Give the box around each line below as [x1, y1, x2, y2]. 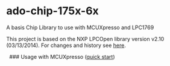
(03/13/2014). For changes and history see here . [6, 42, 127, 49]
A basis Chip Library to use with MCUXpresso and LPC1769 [6, 24, 154, 31]
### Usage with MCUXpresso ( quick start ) [8, 53, 116, 60]
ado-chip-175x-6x [6, 4, 99, 18]
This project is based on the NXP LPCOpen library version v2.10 [6, 35, 165, 42]
